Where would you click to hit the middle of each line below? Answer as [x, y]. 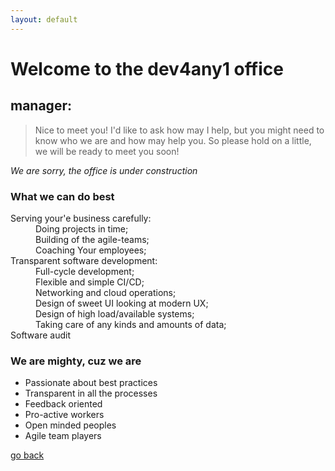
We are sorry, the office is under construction [104, 170]
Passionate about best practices [91, 383]
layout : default [44, 19]
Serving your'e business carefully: [81, 218]
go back [27, 455]
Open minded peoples [70, 425]
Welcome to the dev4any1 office [147, 68]
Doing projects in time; [82, 228]
